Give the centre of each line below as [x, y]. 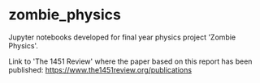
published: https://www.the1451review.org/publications [100, 69]
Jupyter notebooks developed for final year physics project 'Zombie [122, 37]
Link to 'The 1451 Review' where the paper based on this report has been [130, 61]
